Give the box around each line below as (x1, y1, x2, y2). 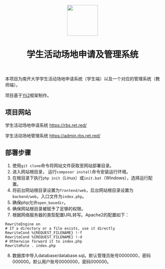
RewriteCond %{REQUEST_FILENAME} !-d (5, 235, 82, 239)
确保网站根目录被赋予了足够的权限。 (12, 205, 86, 211)
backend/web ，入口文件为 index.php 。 (12, 193, 87, 199)
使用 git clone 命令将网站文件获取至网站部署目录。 (12, 163, 114, 168)
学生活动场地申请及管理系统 (26, 49, 138, 60)
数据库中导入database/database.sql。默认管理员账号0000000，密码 (12, 252, 151, 258)
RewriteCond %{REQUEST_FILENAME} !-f (5, 230, 82, 235)
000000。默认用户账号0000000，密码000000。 (12, 259, 111, 265)
